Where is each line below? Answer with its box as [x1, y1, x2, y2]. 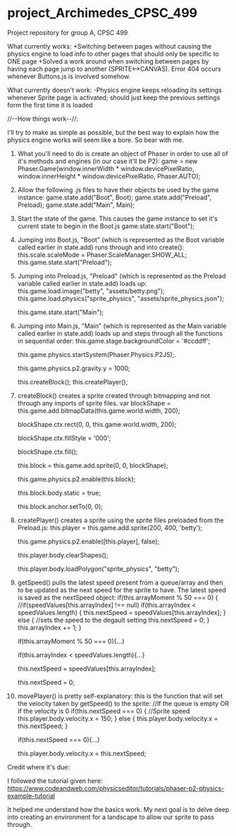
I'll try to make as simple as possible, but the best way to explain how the [7, 128, 220, 136]
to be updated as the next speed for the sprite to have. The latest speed [17, 585, 227, 594]
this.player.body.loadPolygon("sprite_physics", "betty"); [17, 564, 180, 573]
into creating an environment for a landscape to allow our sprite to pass [7, 813, 215, 821]
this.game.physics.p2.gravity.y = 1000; [17, 364, 130, 372]
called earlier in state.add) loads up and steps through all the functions [17, 329, 223, 337]
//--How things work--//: [7, 114, 79, 123]
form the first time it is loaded [7, 100, 93, 109]
